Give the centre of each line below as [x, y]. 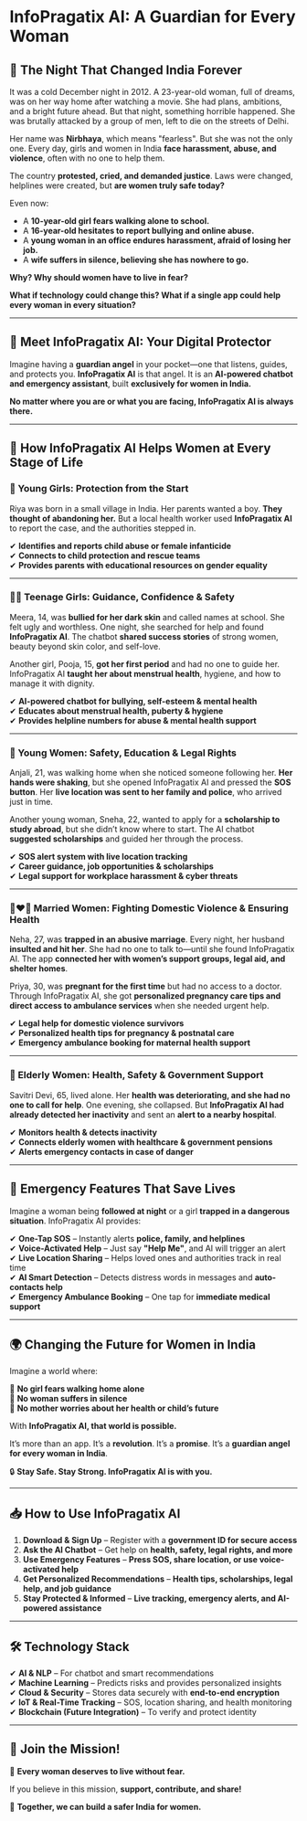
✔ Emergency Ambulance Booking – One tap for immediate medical [140, 1297]
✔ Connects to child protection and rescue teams [105, 556]
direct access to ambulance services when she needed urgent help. [139, 1006]
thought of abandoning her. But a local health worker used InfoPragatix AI [151, 518]
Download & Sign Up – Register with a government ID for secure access [160, 1540]
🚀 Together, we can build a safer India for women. [106, 1806]
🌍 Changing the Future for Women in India [133, 1345]
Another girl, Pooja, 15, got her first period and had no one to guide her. [145, 663]
